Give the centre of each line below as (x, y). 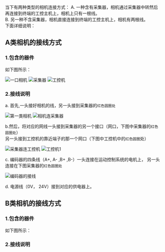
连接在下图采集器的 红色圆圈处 (34, 166)
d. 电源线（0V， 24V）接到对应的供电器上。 (50, 186)
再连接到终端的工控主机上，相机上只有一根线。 (52, 13)
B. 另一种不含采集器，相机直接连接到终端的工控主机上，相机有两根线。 (77, 19)
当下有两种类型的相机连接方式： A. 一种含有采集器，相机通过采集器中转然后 (82, 7)
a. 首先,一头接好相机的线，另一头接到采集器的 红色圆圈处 (60, 105)
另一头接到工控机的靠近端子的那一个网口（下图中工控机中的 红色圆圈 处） (77, 139)
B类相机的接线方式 (33, 204)
